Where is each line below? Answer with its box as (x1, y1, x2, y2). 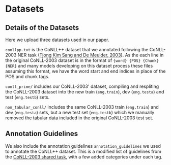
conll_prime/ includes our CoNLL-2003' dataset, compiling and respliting (5, 83, 159, 89)
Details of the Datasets (5, 23, 79, 32)
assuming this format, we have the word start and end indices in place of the (5, 68, 166, 74)
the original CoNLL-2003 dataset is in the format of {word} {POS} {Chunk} (5, 57, 159, 63)
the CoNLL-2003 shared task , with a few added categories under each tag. (5, 153, 163, 160)
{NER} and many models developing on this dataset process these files (5, 63, 153, 69)
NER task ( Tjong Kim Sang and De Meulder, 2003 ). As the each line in (17, 52, 164, 58)
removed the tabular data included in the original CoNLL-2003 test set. (5, 115, 154, 121)
